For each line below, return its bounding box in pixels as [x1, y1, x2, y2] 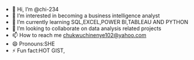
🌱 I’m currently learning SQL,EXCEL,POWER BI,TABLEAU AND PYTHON [11, 19, 189, 25]
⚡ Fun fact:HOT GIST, [11, 47, 65, 54]
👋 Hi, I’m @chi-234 [11, 6, 59, 13]
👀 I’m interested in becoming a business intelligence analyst [11, 12, 160, 19]
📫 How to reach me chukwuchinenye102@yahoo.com [11, 32, 147, 38]
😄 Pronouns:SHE [11, 40, 55, 47]
